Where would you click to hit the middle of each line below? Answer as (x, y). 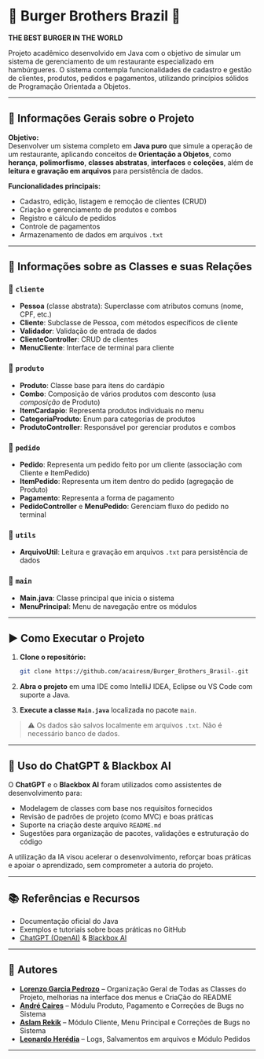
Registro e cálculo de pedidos (68, 218)
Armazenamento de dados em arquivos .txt (91, 234)
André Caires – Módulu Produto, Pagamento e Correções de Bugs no (132, 1006)
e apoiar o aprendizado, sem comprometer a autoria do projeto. (111, 865)
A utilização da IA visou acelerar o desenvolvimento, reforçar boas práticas (130, 857)
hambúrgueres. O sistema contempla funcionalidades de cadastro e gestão (130, 69)
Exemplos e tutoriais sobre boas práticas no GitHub (103, 929)
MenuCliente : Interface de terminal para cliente (97, 348)
